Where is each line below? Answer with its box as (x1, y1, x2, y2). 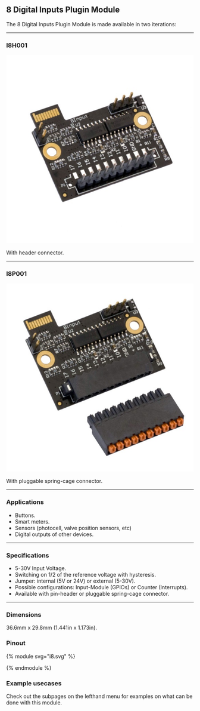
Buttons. (14, 512, 36, 519)
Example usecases (6, 679, 62, 687)
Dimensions (6, 610, 42, 618)
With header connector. (6, 249, 64, 256)
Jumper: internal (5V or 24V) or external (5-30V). (14, 577, 136, 584)
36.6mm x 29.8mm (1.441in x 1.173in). (6, 624, 97, 632)
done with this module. (6, 698, 62, 706)
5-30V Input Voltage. (14, 565, 67, 572)
